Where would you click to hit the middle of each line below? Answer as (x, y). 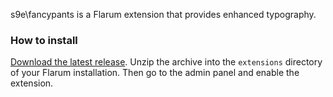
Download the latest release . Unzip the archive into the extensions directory (166, 62)
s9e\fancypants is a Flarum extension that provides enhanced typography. (163, 14)
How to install (44, 40)
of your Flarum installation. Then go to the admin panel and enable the (155, 73)
